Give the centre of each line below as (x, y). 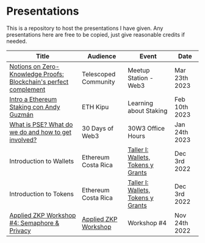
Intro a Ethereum (33, 99)
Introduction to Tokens (42, 194)
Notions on (25, 67)
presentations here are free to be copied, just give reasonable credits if (95, 34)
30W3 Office (146, 128)
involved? (23, 140)
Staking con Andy (35, 107)
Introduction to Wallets (42, 161)
